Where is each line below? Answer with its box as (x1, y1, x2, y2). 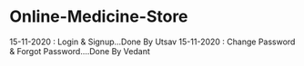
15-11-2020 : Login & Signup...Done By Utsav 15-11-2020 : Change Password (9, 36, 296, 47)
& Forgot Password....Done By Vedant (9, 45, 150, 56)
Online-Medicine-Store (9, 6, 188, 27)
